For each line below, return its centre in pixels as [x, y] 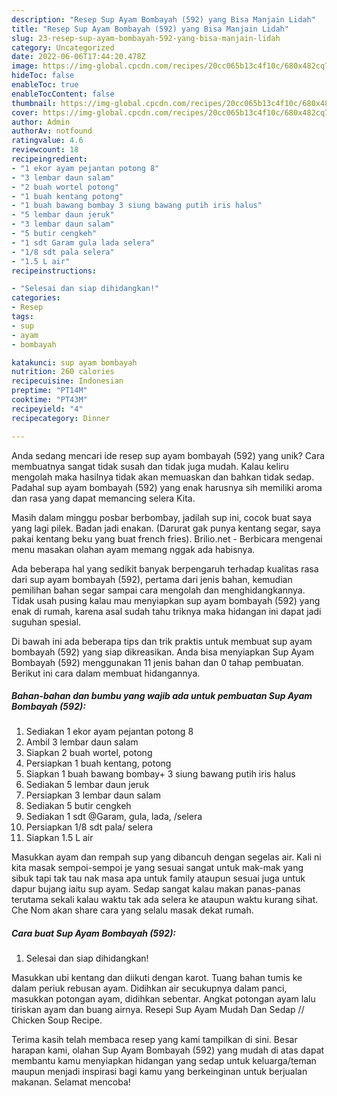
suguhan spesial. [46, 622]
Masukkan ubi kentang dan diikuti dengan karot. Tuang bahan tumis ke [157, 978]
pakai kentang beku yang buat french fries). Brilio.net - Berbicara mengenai [167, 538]
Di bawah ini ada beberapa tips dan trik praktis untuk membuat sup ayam [162, 641]
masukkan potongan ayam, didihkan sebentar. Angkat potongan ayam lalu [163, 999]
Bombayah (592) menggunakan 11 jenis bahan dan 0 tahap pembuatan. [157, 662]
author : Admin [41, 122]
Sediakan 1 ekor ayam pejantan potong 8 [109, 732]
